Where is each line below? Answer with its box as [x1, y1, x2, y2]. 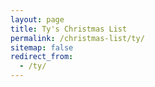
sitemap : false [10, 42, 74, 53]
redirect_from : [10, 52, 74, 62]
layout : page [10, 14, 65, 25]
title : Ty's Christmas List [10, 24, 128, 34]
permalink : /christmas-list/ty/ [10, 33, 145, 43]
